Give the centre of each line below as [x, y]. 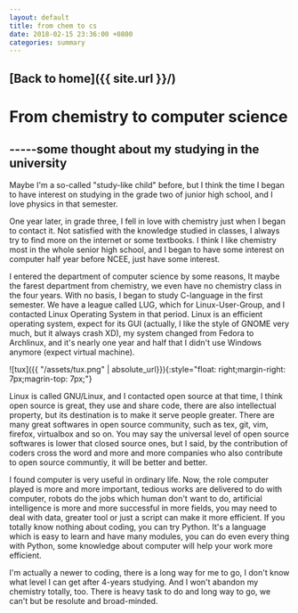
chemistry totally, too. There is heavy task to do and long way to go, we [140, 591]
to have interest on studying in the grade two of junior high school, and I [141, 194]
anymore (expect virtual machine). [72, 352]
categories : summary [48, 42]
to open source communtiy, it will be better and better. [109, 462]
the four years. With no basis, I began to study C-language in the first [136, 295]
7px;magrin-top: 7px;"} [51, 379]
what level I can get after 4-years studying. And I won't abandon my [134, 582]
